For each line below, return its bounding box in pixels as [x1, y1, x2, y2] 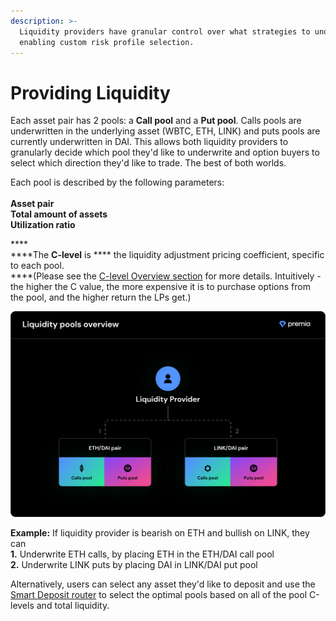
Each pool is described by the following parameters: [10, 176, 225, 189]
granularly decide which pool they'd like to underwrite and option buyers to [10, 146, 320, 159]
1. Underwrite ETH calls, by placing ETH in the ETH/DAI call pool [10, 548, 275, 560]
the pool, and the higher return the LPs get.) [10, 291, 192, 304]
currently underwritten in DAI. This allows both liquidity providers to [10, 136, 289, 148]
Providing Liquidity [10, 81, 171, 104]
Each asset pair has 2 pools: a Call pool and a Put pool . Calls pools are [10, 115, 302, 127]
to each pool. [10, 260, 65, 272]
